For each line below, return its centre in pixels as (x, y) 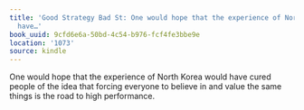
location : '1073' (42, 43)
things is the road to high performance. (82, 96)
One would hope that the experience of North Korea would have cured (140, 77)
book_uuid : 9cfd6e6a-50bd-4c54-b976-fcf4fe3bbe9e (105, 34)
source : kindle (38, 51)
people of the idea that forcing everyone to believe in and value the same (146, 87)
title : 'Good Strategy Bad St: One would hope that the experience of (145, 18)
